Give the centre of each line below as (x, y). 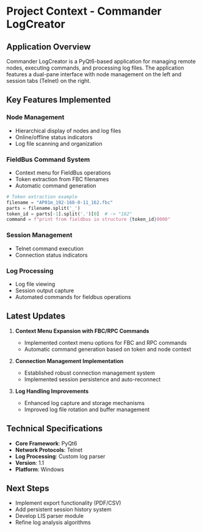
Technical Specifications (55, 429)
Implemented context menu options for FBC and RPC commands (106, 342)
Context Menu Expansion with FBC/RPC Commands (82, 331)
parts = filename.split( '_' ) (43, 208)
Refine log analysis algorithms (53, 522)
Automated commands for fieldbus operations (73, 297)
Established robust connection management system (90, 373)
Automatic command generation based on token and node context (108, 349)
